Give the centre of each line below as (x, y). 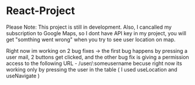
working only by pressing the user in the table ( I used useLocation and (92, 69)
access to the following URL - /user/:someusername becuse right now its (94, 63)
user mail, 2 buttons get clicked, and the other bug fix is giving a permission (97, 57)
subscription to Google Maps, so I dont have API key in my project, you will (96, 33)
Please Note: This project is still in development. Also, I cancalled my (89, 27)
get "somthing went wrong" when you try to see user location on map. (91, 39)
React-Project (40, 11)
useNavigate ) (23, 76)
